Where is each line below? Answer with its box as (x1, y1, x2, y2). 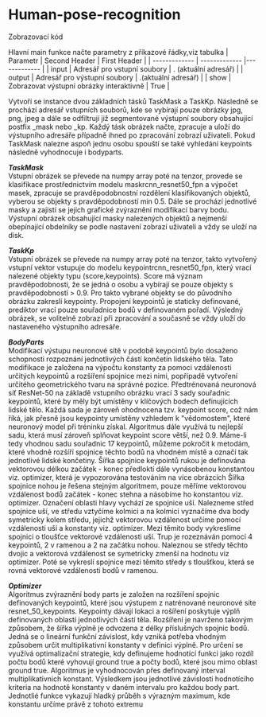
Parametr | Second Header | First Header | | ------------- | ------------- (8, 56, 242, 65)
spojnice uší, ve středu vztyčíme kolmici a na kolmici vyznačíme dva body (8, 506, 250, 516)
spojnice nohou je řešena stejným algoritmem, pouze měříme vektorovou (8, 481, 247, 490)
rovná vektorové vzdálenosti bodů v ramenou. (8, 565, 159, 575)
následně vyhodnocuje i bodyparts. (8, 147, 125, 157)
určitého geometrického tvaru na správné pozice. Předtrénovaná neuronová (8, 380, 256, 389)
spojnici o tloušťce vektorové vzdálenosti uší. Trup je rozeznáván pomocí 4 (8, 532, 253, 541)
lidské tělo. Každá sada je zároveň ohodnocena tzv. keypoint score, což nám (8, 404, 259, 415)
